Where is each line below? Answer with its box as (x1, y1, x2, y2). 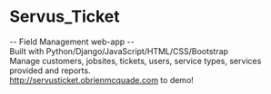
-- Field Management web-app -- (9, 36, 135, 47)
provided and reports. (9, 65, 91, 76)
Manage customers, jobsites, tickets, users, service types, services (9, 55, 262, 66)
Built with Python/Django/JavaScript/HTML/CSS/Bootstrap (9, 45, 229, 56)
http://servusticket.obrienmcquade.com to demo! (9, 74, 194, 85)
